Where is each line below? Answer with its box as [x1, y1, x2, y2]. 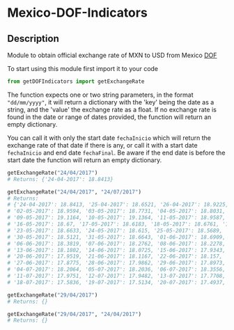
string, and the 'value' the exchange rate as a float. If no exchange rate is [7, 105, 217, 113]
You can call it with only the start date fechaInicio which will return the [7, 134, 211, 142]
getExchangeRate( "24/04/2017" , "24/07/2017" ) [7, 188, 141, 196]
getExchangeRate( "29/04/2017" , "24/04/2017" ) [7, 311, 141, 317]
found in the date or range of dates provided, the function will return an [7, 113, 212, 121]
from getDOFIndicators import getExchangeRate [7, 78, 145, 85]
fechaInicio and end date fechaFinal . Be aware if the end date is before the [7, 148, 226, 157]
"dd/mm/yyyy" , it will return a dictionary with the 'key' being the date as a [7, 97, 214, 106]
